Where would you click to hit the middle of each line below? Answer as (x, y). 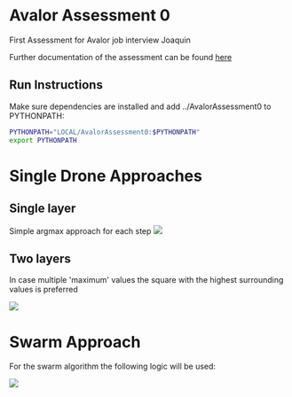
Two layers (40, 258)
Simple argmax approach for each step (80, 230)
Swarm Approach (75, 342)
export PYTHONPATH (43, 140)
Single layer (43, 209)
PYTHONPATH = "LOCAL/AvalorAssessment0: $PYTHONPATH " (105, 132)
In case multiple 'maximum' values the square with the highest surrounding (146, 280)
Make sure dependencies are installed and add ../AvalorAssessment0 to (140, 106)
